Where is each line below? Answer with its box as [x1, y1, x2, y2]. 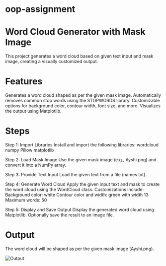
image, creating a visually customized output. [5, 59, 98, 65]
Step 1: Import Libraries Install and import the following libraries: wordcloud [5, 142, 159, 147]
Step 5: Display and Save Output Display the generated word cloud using [5, 207, 154, 212]
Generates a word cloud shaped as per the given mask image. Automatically [5, 92, 162, 98]
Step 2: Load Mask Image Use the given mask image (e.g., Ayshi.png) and [5, 157, 157, 162]
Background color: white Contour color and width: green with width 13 [5, 192, 149, 198]
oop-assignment [5, 3, 76, 15]
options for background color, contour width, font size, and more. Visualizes [5, 103, 161, 109]
